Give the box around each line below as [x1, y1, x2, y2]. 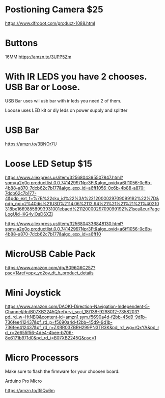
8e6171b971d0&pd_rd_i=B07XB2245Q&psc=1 [5, 334, 97, 341]
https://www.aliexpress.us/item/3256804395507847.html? [5, 174, 124, 180]
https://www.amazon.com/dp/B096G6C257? [5, 265, 96, 270]
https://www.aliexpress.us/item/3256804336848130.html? [5, 221, 124, 227]
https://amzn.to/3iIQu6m [5, 387, 55, 393]
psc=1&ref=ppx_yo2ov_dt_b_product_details [5, 270, 94, 276]
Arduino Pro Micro [5, 378, 42, 384]
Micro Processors [5, 352, 79, 363]
